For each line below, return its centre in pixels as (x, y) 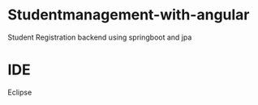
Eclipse (20, 92)
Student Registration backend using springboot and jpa (100, 37)
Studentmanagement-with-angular (129, 15)
